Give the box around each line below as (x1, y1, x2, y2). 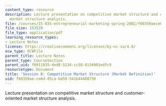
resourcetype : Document (5, 67, 54, 72)
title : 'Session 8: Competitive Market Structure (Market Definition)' (5, 72, 156, 77)
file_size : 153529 (5, 26, 43, 31)
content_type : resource (5, 7, 54, 12)
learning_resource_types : (5, 35, 58, 40)
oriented (5, 95, 22, 101)
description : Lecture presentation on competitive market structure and (5, 12, 158, 17)
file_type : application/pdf (5, 30, 63, 35)
